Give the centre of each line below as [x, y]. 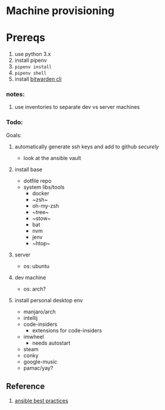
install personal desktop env [49, 300]
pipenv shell [31, 74]
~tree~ [40, 212]
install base [28, 169]
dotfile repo [37, 181]
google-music [40, 361]
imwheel [33, 336]
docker [41, 193]
